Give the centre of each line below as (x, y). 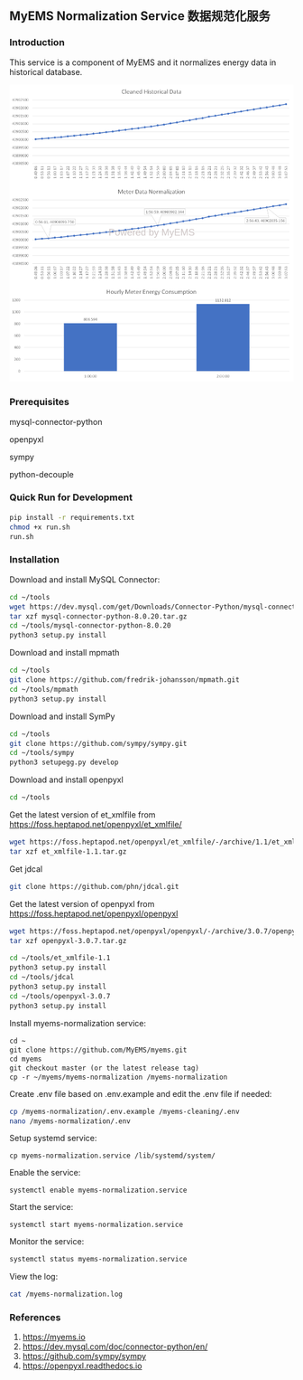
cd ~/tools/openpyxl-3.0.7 (60, 996)
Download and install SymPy (62, 716)
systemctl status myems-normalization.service (98, 1260)
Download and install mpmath (64, 653)
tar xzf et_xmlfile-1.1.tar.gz (68, 851)
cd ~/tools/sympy (42, 753)
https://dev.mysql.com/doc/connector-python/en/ (115, 1347)
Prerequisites (39, 402)
